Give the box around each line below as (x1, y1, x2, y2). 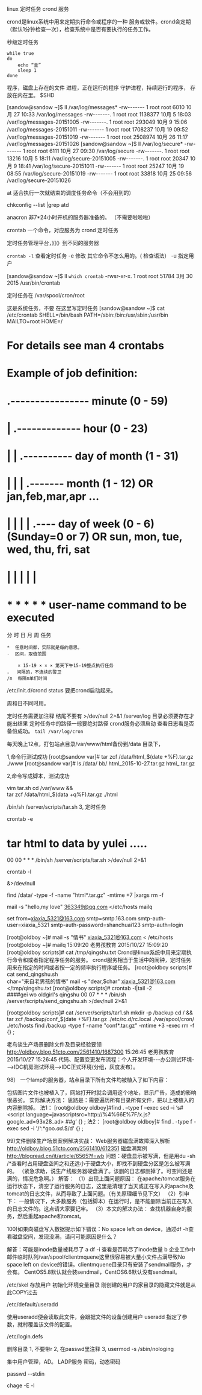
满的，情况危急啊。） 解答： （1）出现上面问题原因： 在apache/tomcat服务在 (7, 1175, 196, 1182)
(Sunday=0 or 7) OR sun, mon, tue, (7, 530, 183, 544)
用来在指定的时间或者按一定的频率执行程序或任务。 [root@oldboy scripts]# (7, 964, 192, 971)
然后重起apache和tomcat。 (17, 1213, 85, 1220)
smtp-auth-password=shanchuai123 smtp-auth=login (50, 922, 184, 929)
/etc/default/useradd (7, 1301, 58, 1308)
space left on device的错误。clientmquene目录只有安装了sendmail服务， (7, 1261, 187, 1268)
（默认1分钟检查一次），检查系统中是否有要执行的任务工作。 (7, 26, 154, 33)
